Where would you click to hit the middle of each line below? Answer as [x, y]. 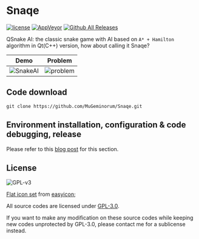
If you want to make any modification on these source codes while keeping [100, 218]
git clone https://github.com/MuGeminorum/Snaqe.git [74, 106]
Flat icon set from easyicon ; [41, 194]
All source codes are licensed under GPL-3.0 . [63, 206]
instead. [16, 231]
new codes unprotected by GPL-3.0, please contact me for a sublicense [96, 224]
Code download [37, 93]
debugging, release [44, 134]
